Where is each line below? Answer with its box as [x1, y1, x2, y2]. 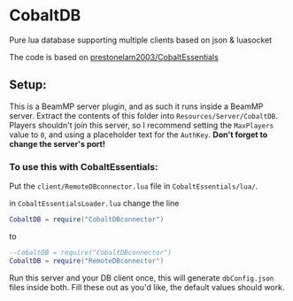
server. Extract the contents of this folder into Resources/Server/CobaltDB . [9, 110, 279, 120]
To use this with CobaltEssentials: [9, 160, 158, 173]
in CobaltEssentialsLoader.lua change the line [9, 198, 180, 209]
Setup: [9, 77, 47, 93]
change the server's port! [9, 138, 106, 149]
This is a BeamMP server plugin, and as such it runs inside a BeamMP [9, 101, 264, 112]
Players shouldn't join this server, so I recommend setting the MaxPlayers [9, 120, 274, 130]
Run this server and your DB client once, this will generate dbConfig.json [9, 272, 274, 283]
